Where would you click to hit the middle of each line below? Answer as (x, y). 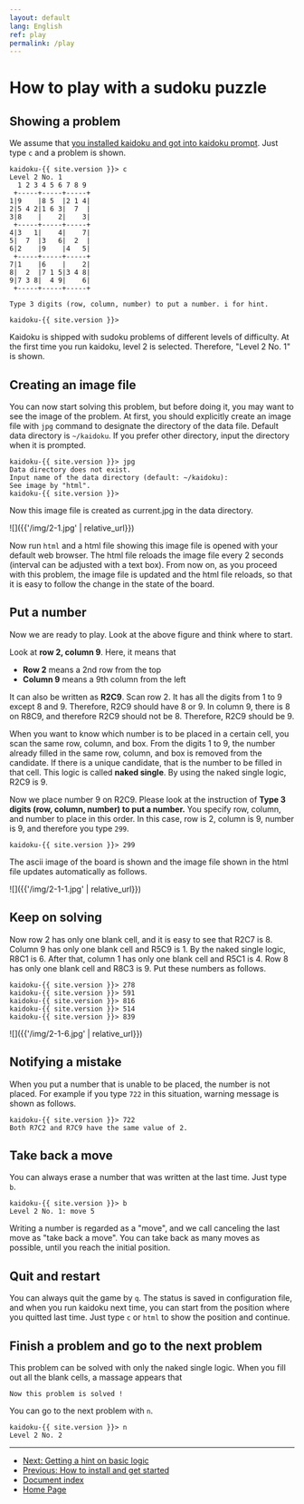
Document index (53, 1480)
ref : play (28, 34)
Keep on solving (56, 918)
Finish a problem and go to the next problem (136, 1346)
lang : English (36, 26)
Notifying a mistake (66, 1062)
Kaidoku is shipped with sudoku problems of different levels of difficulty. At (149, 337)
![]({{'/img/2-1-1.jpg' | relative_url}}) (76, 889)
